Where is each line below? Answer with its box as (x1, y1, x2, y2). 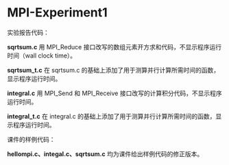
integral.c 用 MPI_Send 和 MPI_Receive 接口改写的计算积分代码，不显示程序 (7, 89, 222, 97)
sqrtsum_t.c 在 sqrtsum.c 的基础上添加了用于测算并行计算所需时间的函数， (7, 66, 220, 74)
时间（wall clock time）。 (7, 51, 77, 60)
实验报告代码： (7, 28, 49, 36)
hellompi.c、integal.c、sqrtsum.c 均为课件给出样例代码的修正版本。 (7, 149, 204, 158)
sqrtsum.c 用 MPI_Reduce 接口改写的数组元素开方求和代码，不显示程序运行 (7, 42, 221, 51)
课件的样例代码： (7, 135, 56, 143)
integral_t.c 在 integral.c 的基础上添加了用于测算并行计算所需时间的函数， (7, 112, 216, 120)
